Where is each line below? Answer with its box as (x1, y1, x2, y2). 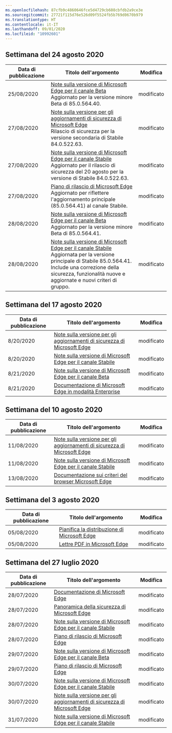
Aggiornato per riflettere (51, 189, 109, 196)
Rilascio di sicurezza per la (51, 127, 115, 135)
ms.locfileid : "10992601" (5, 31, 60, 36)
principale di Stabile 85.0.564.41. (51, 257, 132, 265)
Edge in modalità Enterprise (53, 388, 120, 395)
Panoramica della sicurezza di (53, 603, 126, 610)
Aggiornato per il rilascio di (51, 161, 116, 168)
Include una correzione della (51, 264, 119, 271)
